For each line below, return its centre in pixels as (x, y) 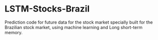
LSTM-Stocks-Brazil (47, 9)
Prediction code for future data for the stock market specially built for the (79, 22)
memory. (14, 32)
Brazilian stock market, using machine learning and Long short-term (74, 27)
